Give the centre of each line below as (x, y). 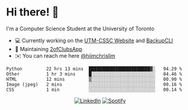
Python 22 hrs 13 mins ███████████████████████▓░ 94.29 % (94, 69)
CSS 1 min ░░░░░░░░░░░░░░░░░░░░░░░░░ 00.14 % (94, 89)
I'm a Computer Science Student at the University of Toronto (80, 29)
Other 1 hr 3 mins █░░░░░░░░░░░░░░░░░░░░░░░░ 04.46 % (94, 74)
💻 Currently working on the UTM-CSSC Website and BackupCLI (94, 40)
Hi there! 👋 (33, 12)
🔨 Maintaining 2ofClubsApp (48, 49)
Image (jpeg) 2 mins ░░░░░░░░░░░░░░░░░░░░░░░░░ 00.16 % (94, 84)
